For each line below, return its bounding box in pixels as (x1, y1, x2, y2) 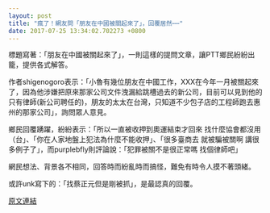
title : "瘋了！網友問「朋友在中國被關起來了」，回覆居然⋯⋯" (8, 19, 184, 27)
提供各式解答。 (22, 60, 73, 69)
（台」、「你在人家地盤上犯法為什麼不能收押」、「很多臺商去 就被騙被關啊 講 (8, 135, 252, 144)
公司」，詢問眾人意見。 (35, 107, 111, 117)
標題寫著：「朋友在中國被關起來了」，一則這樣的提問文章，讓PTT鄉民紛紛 (8, 50, 248, 60)
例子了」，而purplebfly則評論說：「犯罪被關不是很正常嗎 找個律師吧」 (15, 144, 243, 154)
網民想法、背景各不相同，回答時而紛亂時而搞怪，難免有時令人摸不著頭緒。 (8, 162, 255, 172)
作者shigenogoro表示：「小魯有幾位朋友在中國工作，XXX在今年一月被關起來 (8, 77, 260, 87)
